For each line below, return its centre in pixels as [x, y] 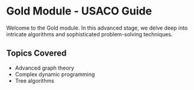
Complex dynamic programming [55, 74]
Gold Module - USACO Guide [79, 11]
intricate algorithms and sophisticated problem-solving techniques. [89, 34]
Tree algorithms [34, 80]
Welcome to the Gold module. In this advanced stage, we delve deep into [97, 28]
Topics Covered [36, 53]
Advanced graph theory [44, 68]
